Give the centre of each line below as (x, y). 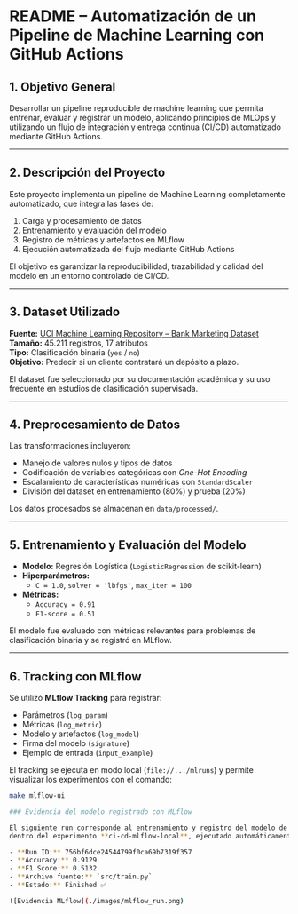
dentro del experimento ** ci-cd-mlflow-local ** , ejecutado (121, 836)
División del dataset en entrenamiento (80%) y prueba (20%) (133, 491)
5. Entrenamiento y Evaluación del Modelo (128, 545)
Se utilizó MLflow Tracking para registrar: (86, 698)
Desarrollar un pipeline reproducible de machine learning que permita (136, 108)
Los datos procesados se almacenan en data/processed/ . (114, 509)
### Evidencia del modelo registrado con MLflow (101, 811)
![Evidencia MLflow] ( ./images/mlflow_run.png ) (97, 901)
